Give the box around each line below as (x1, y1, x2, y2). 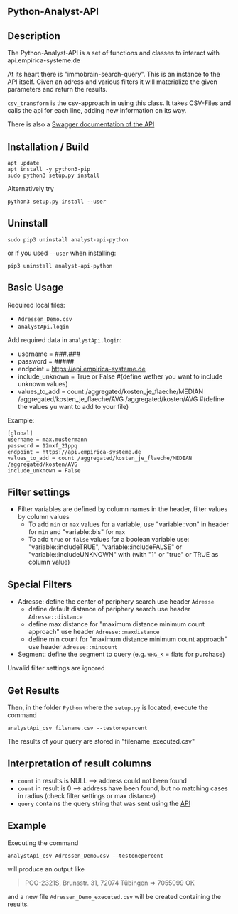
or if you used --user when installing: (7, 249, 117, 257)
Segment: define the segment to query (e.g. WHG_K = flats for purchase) (17, 650, 225, 659)
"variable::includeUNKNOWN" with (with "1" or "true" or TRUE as (28, 550, 219, 559)
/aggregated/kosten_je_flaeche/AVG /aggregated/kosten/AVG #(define (17, 394, 225, 403)
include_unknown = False (7, 467, 81, 474)
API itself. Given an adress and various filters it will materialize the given (7, 77, 218, 86)
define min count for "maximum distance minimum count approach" (28, 635, 227, 643)
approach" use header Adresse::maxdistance (28, 628, 160, 636)
